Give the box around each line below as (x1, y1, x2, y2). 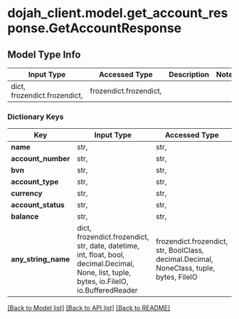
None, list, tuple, (77, 268, 132, 278)
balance (11, 211, 39, 221)
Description (169, 70, 210, 79)
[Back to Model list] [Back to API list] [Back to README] (7, 304, 171, 313)
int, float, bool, (77, 250, 125, 260)
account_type (11, 177, 59, 187)
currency (11, 189, 43, 199)
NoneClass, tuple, (156, 263, 216, 273)
